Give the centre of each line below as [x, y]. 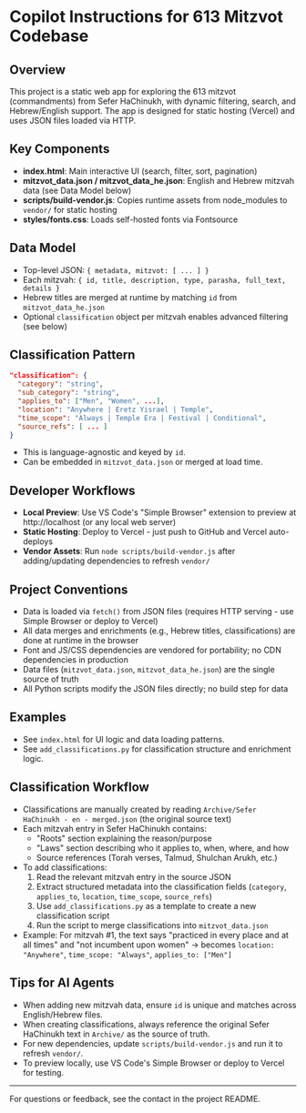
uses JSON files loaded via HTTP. [73, 121]
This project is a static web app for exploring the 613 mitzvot [123, 91]
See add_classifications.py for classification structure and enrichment [157, 749]
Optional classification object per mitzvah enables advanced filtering [155, 317]
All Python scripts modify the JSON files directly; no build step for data [155, 689]
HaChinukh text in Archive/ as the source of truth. [116, 1034]
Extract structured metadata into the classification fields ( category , [161, 886]
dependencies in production [76, 660]
